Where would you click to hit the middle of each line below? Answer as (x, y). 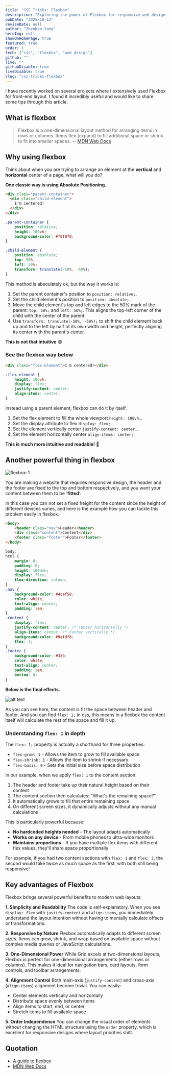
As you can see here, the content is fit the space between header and (79, 709)
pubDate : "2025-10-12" (29, 19)
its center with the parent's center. (49, 332)
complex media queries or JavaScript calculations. (58, 944)
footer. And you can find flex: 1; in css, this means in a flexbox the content (85, 715)
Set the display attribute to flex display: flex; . (62, 423)
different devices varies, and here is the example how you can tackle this (82, 508)
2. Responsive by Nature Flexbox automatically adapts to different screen (83, 933)
